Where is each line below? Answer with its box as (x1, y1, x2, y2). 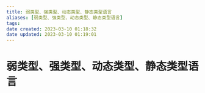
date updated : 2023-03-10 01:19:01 (6, 32, 97, 38)
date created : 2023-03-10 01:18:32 (6, 26, 97, 32)
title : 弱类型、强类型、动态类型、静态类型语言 (6, 9, 112, 15)
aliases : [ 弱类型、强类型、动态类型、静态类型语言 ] (6, 15, 123, 21)
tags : (6, 20, 20, 26)
